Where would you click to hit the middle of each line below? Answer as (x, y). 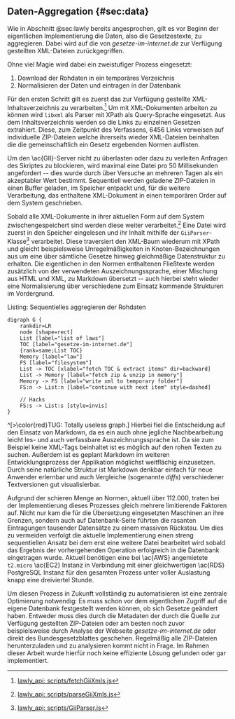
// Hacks (33, 399)
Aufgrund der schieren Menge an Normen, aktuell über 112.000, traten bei (114, 498)
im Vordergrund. (31, 293)
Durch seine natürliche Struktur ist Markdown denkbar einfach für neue (110, 470)
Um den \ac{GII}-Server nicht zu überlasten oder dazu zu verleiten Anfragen (117, 158)
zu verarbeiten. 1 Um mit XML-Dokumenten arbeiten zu (139, 107)
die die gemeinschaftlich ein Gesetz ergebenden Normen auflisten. (104, 145)
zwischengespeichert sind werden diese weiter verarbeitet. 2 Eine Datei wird (116, 225)
